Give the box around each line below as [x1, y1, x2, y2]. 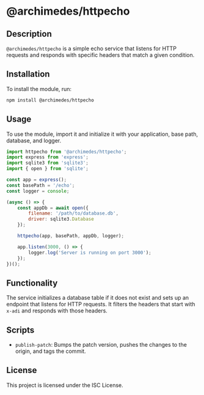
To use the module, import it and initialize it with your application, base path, [6, 130, 199, 138]
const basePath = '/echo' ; [6, 182, 75, 188]
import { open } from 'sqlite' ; [6, 166, 89, 172]
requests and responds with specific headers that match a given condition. [6, 51, 195, 59]
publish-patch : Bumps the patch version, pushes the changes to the [15, 341, 188, 348]
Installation [6, 69, 50, 79]
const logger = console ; [6, 188, 70, 194]
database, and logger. [6, 136, 62, 144]
